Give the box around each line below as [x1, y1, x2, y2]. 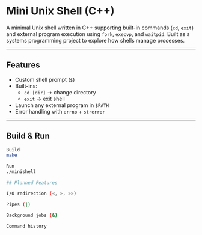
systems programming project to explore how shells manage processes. [6, 37, 185, 44]
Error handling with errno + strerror [14, 108, 105, 115]
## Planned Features [6, 180, 58, 186]
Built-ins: [14, 82, 38, 90]
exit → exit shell [23, 95, 65, 102]
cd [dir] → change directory [23, 88, 96, 96]
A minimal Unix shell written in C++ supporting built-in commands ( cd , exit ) [6, 24, 194, 31]
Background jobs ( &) [6, 212, 58, 218]
